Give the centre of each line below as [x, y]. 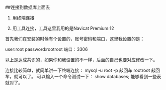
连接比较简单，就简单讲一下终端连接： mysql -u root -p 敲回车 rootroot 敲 [80, 70]
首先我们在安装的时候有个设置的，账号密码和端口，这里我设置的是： [75, 39]
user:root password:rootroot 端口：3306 [46, 49]
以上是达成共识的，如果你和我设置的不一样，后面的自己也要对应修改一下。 [81, 60]
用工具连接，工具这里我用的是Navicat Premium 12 [63, 28]
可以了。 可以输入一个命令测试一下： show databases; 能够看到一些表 [90, 76]
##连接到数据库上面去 [28, 7]
